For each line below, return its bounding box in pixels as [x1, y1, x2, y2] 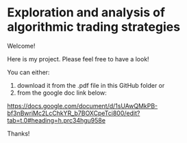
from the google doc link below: [16, 89, 108, 97]
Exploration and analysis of [7, 5, 166, 20]
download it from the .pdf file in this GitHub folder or [16, 81, 165, 89]
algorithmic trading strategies [7, 19, 180, 35]
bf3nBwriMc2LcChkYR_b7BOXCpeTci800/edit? [7, 109, 140, 117]
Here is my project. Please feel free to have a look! [7, 54, 149, 63]
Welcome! [7, 42, 36, 50]
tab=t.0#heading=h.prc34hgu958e [7, 116, 106, 124]
